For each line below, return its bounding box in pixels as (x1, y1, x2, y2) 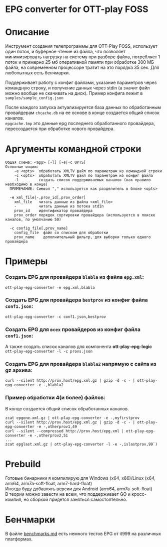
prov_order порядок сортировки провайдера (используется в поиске (14, 212, 155, 218)
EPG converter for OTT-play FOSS (5, 4, 148, 15)
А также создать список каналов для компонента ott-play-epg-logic (5, 344, 152, 350)
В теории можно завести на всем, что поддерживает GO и (5, 491, 131, 497)
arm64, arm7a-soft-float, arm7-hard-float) (5, 480, 92, 486)
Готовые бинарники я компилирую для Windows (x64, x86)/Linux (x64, (5, 475, 156, 481)
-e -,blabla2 (36, 383, 64, 388)
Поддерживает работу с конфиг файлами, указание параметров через (5, 79, 157, 86)
